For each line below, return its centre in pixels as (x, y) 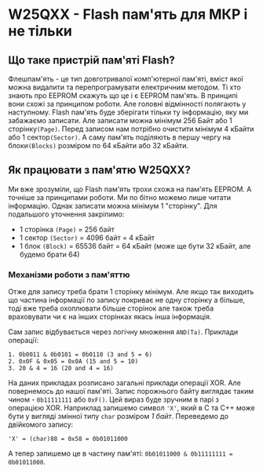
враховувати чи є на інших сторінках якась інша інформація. (110, 317)
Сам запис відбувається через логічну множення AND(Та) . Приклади (123, 332)
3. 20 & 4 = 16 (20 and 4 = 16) (61, 369)
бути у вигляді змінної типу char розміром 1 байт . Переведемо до (119, 417)
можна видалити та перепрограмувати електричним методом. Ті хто (124, 87)
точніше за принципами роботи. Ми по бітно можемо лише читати (120, 197)
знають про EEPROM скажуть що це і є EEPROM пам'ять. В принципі (123, 95)
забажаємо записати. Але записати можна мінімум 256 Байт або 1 (121, 120)
